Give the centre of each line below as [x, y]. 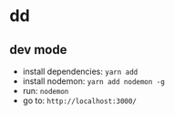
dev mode [38, 50]
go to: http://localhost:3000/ [80, 100]
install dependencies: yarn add [80, 71]
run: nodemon [46, 91]
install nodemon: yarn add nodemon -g [94, 81]
